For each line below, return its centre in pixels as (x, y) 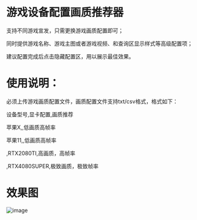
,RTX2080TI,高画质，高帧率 (41, 153)
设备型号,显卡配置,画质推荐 (40, 114)
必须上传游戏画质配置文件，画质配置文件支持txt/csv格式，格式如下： (92, 101)
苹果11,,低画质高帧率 (31, 140)
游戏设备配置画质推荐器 (65, 12)
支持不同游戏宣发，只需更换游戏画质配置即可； (65, 30)
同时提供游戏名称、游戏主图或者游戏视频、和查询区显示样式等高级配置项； (99, 43)
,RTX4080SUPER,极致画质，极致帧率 (53, 166)
